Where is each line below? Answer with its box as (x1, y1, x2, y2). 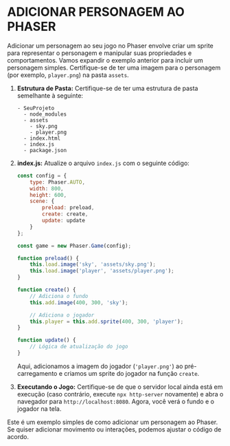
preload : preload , (42, 204, 95, 211)
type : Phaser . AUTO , (30, 178, 86, 186)
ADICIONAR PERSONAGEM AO (7, 4, 185, 20)
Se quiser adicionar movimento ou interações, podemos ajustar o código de (7, 425, 222, 434)
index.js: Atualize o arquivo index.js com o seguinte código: (16, 159, 190, 167)
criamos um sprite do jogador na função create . (64, 369, 200, 377)
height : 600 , (30, 191, 67, 198)
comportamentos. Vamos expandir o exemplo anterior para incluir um (7, 56, 204, 64)
